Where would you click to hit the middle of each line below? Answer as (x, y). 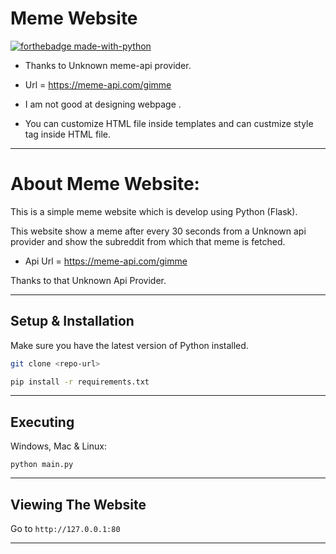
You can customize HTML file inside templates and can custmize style (169, 123)
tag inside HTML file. (68, 134)
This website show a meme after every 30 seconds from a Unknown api (158, 231)
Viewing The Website (78, 504)
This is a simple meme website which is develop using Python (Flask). (154, 211)
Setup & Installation (72, 321)
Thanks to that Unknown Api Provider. (88, 280)
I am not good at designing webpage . (103, 104)
